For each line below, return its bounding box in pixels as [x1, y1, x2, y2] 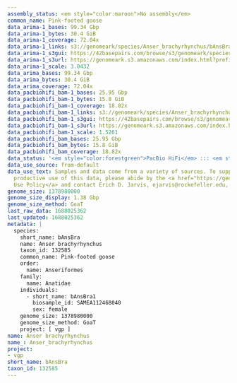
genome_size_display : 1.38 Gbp [7, 194, 99, 201]
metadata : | [7, 220, 42, 228]
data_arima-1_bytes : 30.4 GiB [7, 30, 97, 37]
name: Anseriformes [25, 266, 83, 273]
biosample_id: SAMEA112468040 [32, 300, 121, 307]
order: [20, 260, 39, 267]
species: [13, 227, 39, 234]
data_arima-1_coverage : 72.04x [7, 37, 99, 44]
